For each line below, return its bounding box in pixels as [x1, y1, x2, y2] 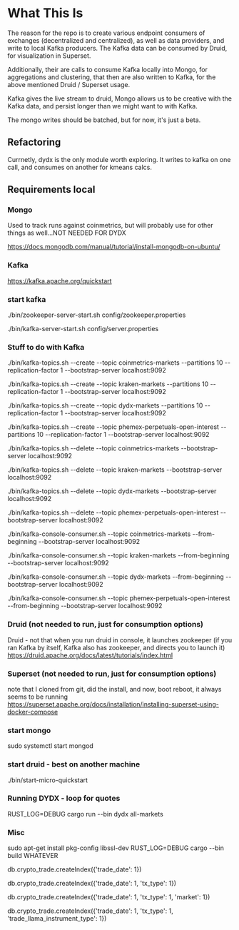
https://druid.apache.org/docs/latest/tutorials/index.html [7, 651, 173, 659]
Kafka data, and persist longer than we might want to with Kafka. [7, 101, 198, 110]
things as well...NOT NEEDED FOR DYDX [7, 228, 126, 237]
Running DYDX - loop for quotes [7, 794, 121, 804]
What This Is [7, 5, 83, 21]
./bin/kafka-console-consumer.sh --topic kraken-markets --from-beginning [7, 551, 230, 560]
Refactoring [7, 136, 61, 148]
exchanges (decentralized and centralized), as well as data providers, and [7, 36, 225, 44]
